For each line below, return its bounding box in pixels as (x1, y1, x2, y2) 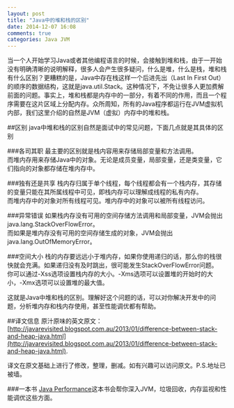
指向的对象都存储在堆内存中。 (13, 165, 99, 173)
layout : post (7, 10, 45, 17)
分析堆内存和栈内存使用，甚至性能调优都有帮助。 (19, 302, 160, 310)
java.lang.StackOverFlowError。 (7, 220, 99, 229)
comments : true (7, 29, 52, 37)
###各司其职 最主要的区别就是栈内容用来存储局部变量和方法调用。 (7, 147, 198, 156)
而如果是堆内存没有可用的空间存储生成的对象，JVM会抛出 (7, 229, 173, 237)
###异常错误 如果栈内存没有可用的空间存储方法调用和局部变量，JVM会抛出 (7, 211, 223, 220)
